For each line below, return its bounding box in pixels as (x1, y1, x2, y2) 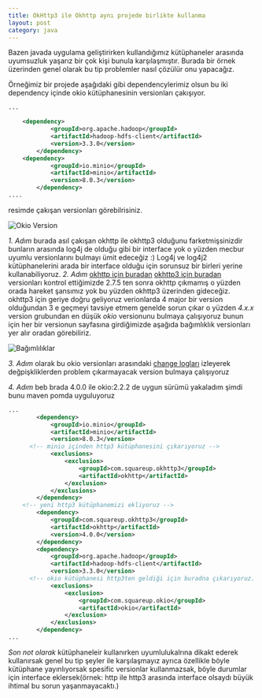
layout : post (8, 19, 51, 27)
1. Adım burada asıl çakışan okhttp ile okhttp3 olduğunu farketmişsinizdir (8, 236, 243, 245)
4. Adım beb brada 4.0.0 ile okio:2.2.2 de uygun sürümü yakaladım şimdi (8, 382, 243, 391)
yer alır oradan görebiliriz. (8, 328, 92, 338)
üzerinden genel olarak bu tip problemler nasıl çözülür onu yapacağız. (8, 65, 234, 74)
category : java (8, 26, 58, 34)
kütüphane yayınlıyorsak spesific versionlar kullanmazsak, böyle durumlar (8, 664, 248, 674)
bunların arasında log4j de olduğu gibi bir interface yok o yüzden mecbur (8, 244, 245, 253)
